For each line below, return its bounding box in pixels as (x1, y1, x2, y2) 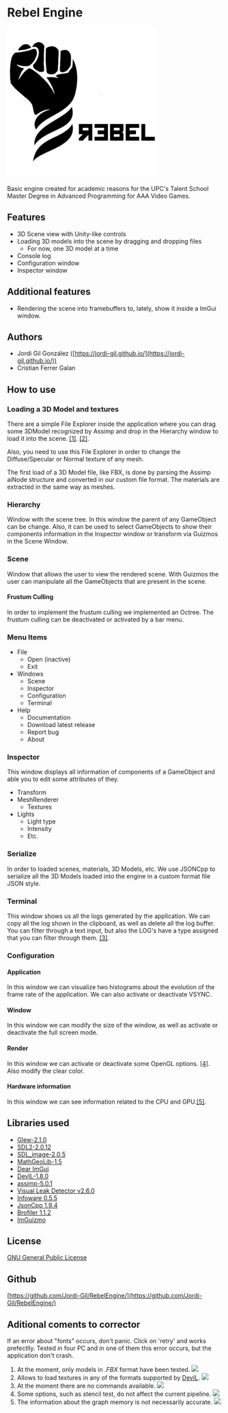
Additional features (7, 286, 91, 298)
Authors (7, 331, 43, 343)
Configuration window (16, 259, 80, 267)
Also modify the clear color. (7, 1067, 85, 1075)
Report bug (27, 728, 59, 737)
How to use (7, 383, 56, 395)
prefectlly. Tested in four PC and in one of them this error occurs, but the (7, 1344, 212, 1353)
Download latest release (27, 721, 96, 729)
